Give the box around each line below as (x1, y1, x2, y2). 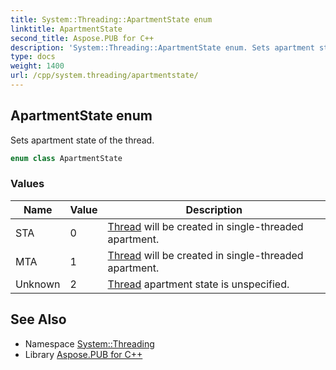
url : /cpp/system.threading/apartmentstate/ (10, 71, 199, 81)
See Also (10, 311, 67, 328)
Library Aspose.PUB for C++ (24, 348, 143, 360)
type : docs (10, 52, 56, 62)
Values (10, 177, 45, 191)
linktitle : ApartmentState (10, 24, 123, 34)
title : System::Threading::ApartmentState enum (10, 14, 213, 25)
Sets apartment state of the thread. (10, 134, 155, 146)
